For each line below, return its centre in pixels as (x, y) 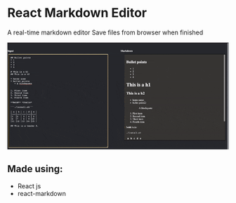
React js (29, 186)
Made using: (35, 169)
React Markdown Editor (77, 13)
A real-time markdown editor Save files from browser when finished (105, 32)
